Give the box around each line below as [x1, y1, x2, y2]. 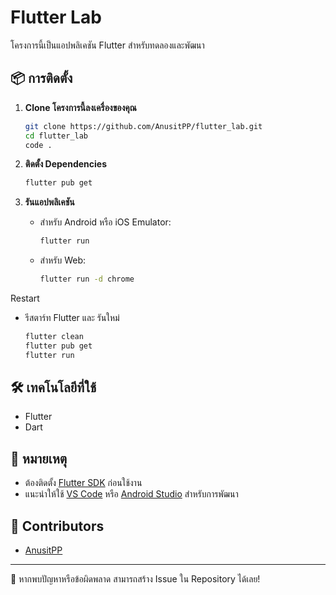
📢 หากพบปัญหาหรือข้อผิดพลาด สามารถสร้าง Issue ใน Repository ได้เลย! [10, 573, 261, 585]
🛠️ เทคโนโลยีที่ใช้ [10, 379, 97, 396]
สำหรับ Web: [39, 254, 87, 266]
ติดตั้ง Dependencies [24, 158, 107, 170]
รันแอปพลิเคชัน [24, 196, 75, 208]
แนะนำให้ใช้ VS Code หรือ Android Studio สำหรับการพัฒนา [24, 488, 239, 500]
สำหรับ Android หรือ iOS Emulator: [39, 216, 172, 228]
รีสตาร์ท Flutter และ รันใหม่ [24, 312, 120, 323]
